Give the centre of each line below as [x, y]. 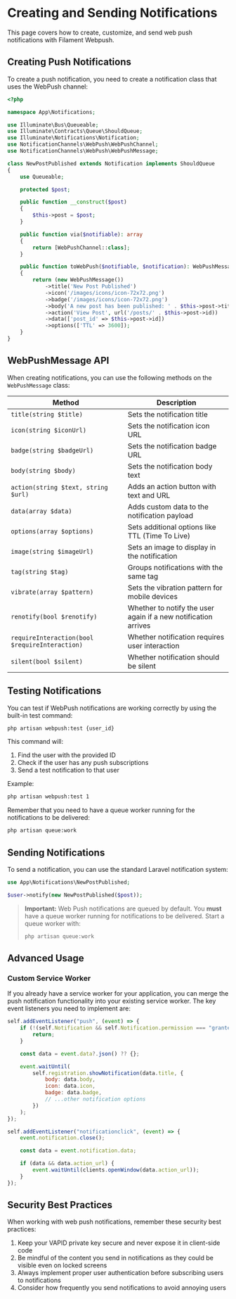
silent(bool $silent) [47, 661]
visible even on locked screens [62, 1265]
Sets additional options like [172, 527]
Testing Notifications [54, 691]
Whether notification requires [176, 637]
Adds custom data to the [168, 507]
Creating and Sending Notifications [112, 13]
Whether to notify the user [171, 608]
